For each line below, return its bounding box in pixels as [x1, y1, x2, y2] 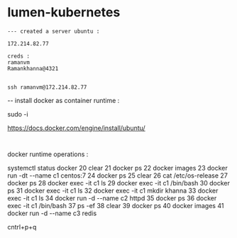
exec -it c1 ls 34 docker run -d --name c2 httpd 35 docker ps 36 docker [7, 193, 217, 202]
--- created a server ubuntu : [7, 28, 100, 35]
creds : [7, 53, 31, 60]
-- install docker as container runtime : [7, 96, 120, 104]
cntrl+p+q [7, 222, 37, 231]
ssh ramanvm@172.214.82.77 [7, 83, 87, 91]
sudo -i [7, 109, 28, 118]
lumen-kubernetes [7, 4, 121, 21]
